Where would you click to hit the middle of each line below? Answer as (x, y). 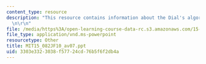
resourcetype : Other (33, 40)
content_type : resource (37, 12)
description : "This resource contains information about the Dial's (96, 18)
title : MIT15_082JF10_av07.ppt (46, 46)
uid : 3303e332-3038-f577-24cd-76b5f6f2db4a (63, 52)
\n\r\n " (22, 23)
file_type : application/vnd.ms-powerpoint (61, 35)
